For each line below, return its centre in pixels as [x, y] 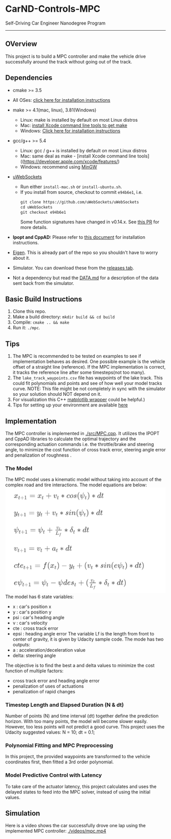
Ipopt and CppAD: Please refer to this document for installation [79, 237]
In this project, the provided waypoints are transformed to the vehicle [78, 757]
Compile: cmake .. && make [41, 322]
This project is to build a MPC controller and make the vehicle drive [76, 56]
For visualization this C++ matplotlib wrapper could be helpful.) [79, 400]
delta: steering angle [34, 655]
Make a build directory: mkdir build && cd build [64, 317]
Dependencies [29, 78]
